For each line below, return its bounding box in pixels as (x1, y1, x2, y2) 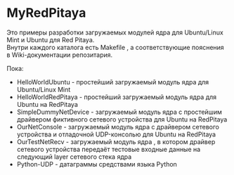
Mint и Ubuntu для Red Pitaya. (6, 35, 95, 44)
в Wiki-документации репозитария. (6, 51, 113, 59)
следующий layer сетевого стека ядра (16, 153, 132, 161)
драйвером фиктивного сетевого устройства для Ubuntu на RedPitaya (16, 115, 228, 124)
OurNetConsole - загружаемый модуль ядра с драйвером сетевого (16, 122, 219, 131)
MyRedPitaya (6, 5, 86, 21)
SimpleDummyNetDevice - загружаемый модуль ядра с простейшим (16, 108, 222, 116)
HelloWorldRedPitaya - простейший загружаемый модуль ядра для (16, 93, 217, 101)
